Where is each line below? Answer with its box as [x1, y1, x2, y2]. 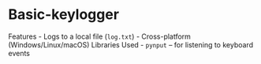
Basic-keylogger [8, 6, 120, 24]
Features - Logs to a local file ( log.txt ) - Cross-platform [8, 32, 192, 41]
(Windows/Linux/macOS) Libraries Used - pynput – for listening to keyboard [8, 40, 254, 49]
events [8, 48, 30, 58]
